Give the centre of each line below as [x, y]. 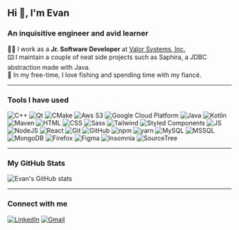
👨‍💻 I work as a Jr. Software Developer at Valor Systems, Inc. [97, 49]
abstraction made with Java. [49, 67]
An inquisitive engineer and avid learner [78, 33]
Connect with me [37, 204]
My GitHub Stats [36, 163]
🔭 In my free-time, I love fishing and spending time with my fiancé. [105, 75]
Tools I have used [38, 100]
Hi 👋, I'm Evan [38, 13]
